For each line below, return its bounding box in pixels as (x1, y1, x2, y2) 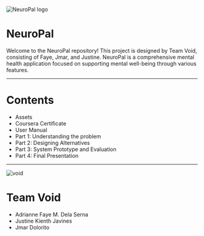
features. (6, 66, 29, 73)
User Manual (15, 126, 47, 133)
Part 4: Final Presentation (15, 152, 79, 159)
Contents (6, 93, 55, 107)
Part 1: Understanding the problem (15, 132, 101, 140)
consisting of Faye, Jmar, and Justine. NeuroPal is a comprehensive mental (6, 53, 194, 61)
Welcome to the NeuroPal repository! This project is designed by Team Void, (6, 47, 197, 54)
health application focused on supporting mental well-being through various (6, 59, 197, 67)
